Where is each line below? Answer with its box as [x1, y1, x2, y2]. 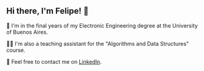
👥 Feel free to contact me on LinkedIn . [6, 58, 102, 65]
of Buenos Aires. [6, 28, 48, 35]
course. [6, 46, 26, 54]
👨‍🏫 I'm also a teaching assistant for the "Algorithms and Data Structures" [6, 40, 189, 47]
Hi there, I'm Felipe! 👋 [6, 6, 89, 16]
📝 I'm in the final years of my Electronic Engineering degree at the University [6, 22, 198, 29]
